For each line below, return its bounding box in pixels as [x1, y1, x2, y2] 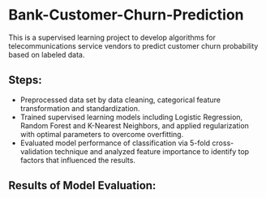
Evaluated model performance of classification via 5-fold [19, 138, 211, 148]
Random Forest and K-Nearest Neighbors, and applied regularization [19, 120, 250, 131]
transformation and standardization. [19, 103, 140, 113]
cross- [212, 138, 234, 148]
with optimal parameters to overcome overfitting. [19, 129, 184, 139]
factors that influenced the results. [19, 155, 136, 165]
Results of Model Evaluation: [8, 179, 157, 192]
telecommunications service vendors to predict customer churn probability [8, 41, 259, 50]
